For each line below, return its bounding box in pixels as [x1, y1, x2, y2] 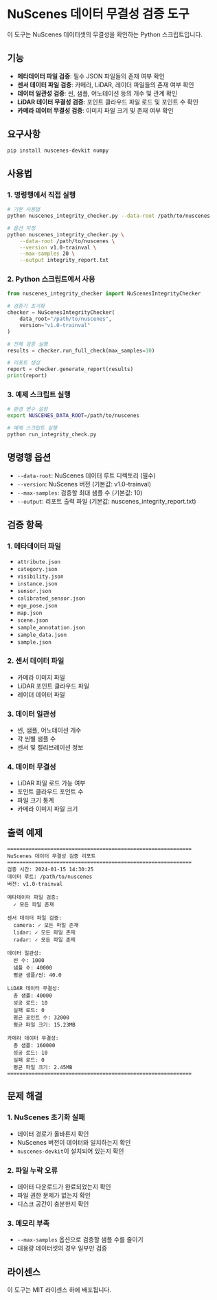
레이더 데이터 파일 [16, 690, 65, 698]
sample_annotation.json [16, 625, 86, 631]
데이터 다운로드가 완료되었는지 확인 [16, 1183, 111, 1191]
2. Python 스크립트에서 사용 [7, 274, 95, 284]
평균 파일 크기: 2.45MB [13, 1064, 73, 1071]
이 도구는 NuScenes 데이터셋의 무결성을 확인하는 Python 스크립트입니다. [7, 30, 203, 38]
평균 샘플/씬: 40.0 [13, 972, 62, 979]
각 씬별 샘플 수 [16, 735, 56, 743]
